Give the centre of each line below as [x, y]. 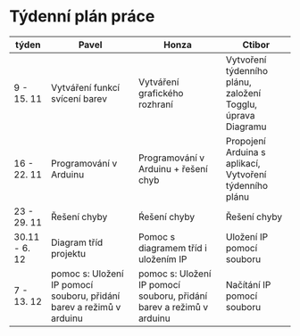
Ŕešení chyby [167, 217]
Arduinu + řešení [173, 168]
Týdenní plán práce [82, 16]
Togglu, [241, 104]
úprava [240, 115]
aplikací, [243, 163]
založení [243, 93]
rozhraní [156, 104]
